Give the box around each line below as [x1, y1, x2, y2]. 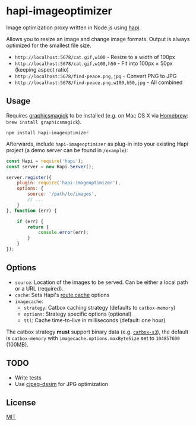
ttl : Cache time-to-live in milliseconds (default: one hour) [23, 316, 166, 323]
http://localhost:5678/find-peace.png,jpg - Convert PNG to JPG [14, 72, 177, 79]
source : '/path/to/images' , [27, 191, 97, 197]
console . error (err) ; [37, 230, 89, 236]
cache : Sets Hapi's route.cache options [14, 291, 110, 298]
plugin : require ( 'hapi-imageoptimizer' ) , [17, 180, 121, 186]
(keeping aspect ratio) [14, 66, 69, 73]
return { [27, 224, 49, 230]
